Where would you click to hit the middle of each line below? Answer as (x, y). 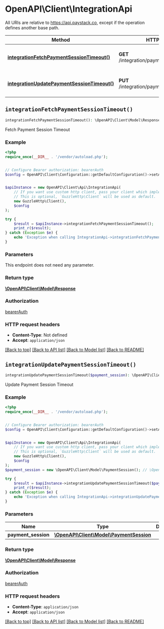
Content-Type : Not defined (40, 335)
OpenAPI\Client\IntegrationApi (69, 9)
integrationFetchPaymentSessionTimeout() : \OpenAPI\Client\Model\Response (83, 120)
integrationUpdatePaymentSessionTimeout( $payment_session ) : (68, 375)
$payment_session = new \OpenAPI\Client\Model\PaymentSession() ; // (76, 470)
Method (61, 40)
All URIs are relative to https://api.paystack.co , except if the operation (75, 22)
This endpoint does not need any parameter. (50, 265)
